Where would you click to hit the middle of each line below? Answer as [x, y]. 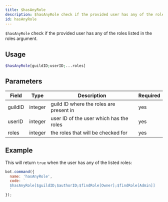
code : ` [18, 181]
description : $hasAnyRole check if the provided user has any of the [79, 14]
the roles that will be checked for [89, 132]
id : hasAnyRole [21, 19]
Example [19, 150]
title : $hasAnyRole [25, 10]
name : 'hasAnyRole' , [31, 176]
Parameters [24, 81]
